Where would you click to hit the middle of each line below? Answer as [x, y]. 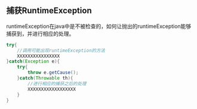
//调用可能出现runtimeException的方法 [61, 50]
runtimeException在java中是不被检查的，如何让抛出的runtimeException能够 [99, 26]
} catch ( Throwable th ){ [45, 78]
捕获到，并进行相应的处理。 [40, 33]
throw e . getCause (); [53, 73]
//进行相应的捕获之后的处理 [57, 83]
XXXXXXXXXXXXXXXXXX [52, 89]
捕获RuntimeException [49, 11]
